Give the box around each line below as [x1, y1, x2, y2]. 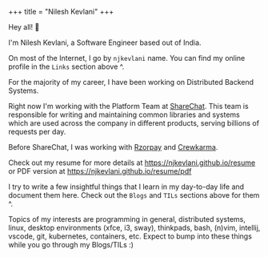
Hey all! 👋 [8, 22, 40, 31]
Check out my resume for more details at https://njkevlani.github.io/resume [8, 158, 256, 167]
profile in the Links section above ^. [8, 62, 125, 71]
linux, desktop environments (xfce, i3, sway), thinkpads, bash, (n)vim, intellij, [8, 223, 261, 232]
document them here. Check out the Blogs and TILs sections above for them [8, 191, 260, 199]
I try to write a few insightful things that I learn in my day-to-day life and [8, 182, 245, 191]
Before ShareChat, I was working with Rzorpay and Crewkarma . [8, 143, 218, 151]
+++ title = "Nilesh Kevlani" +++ [8, 7, 114, 16]
